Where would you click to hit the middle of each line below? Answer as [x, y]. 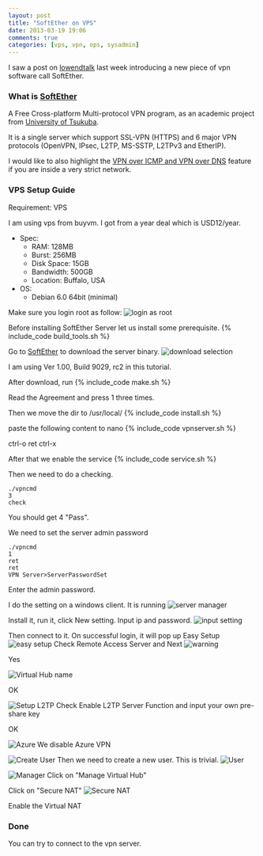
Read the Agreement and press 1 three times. [81, 398]
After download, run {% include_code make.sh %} [90, 382]
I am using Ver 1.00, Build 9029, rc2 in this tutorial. [90, 367]
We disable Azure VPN [74, 744]
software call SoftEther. [46, 76]
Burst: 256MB [54, 255]
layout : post [30, 15]
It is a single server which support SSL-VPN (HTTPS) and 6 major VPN [122, 137]
